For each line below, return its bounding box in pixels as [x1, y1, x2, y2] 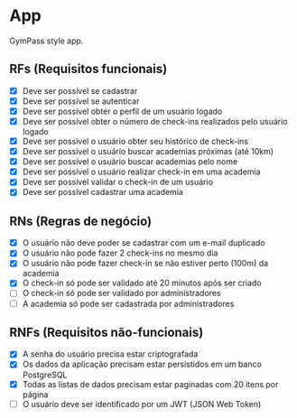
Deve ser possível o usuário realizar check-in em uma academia [22, 166, 261, 177]
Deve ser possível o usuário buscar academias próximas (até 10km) [22, 146, 274, 157]
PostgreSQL [22, 369, 68, 380]
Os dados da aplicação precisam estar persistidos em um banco [22, 358, 262, 370]
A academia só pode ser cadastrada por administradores [22, 298, 235, 309]
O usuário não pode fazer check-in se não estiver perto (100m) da [22, 258, 269, 269]
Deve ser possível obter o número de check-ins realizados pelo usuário [22, 116, 288, 126]
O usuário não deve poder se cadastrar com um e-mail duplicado [22, 237, 265, 248]
